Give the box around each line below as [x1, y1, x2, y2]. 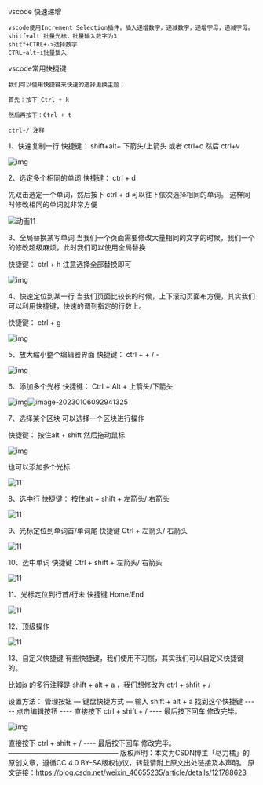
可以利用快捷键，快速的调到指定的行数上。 [8, 301, 146, 310]
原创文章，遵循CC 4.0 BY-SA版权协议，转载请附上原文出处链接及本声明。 [8, 758, 247, 767]
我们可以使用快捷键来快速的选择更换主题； [8, 81, 126, 89]
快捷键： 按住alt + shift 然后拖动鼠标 [8, 430, 126, 440]
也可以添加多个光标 [8, 462, 71, 471]
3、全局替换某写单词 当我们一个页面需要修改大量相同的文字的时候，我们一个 [8, 233, 255, 242]
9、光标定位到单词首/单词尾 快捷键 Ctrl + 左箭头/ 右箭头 [8, 526, 188, 535]
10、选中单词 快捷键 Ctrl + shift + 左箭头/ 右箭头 [8, 558, 163, 567]
